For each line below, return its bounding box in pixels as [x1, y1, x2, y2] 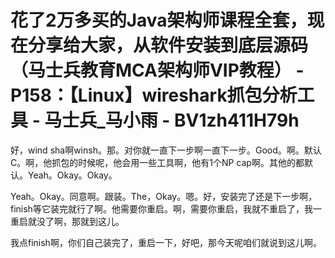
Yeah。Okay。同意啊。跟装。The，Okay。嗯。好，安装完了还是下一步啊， [10, 190, 318, 202]
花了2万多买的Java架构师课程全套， [10, 9, 308, 32]
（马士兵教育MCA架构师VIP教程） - [10, 59, 305, 82]
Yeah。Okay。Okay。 [27, 169, 118, 181]
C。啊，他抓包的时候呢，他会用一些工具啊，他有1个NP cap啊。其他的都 [10, 156, 305, 168]
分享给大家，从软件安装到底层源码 [28, 34, 309, 57]
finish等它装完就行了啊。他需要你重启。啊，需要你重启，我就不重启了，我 [10, 202, 313, 215]
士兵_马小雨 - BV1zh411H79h [61, 109, 300, 132]
